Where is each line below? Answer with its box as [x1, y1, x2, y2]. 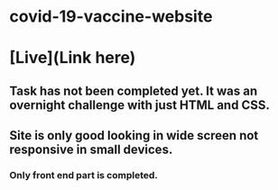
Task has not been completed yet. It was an [9, 83, 258, 98]
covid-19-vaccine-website [9, 6, 213, 27]
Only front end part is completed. [9, 169, 158, 182]
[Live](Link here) [9, 48, 136, 68]
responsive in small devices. [9, 142, 173, 158]
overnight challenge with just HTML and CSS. [9, 97, 271, 113]
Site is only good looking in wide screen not [9, 128, 259, 143]
